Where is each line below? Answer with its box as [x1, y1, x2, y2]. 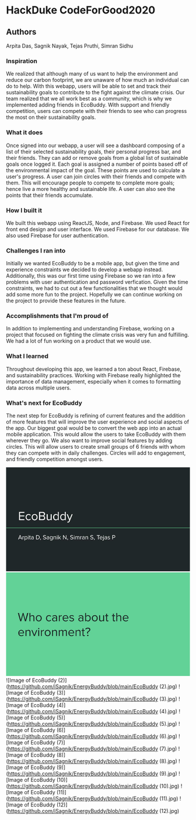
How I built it [6, 206, 43, 214]
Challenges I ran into [6, 247, 66, 255]
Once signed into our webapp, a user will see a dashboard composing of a [6, 142, 185, 149]
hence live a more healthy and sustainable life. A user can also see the [6, 185, 176, 192]
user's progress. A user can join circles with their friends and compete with [6, 173, 187, 180]
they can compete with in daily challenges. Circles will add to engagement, [6, 449, 186, 457]
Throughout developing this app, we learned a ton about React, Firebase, [6, 365, 182, 373]
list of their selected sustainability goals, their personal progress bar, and [6, 148, 181, 155]
